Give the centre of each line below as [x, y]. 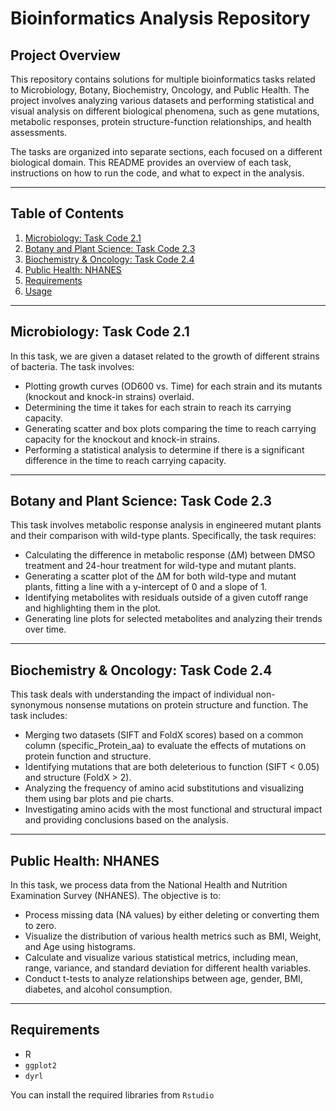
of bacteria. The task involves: [72, 366]
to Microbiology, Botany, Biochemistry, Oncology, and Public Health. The [160, 90]
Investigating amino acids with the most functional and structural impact [173, 809]
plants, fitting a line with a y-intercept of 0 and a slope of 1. [146, 587]
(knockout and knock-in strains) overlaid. [109, 396]
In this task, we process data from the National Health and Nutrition [149, 885]
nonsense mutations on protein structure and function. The [187, 705]
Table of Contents [67, 213]
